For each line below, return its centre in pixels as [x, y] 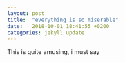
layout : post [26, 13]
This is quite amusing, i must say [54, 52]
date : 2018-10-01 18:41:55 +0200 [58, 26]
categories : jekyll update [46, 33]
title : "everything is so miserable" [63, 20]
